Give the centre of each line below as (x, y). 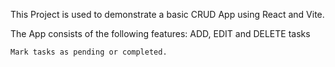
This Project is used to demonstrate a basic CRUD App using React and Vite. (167, 14)
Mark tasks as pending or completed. (89, 52)
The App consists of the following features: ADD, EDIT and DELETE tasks (160, 33)
